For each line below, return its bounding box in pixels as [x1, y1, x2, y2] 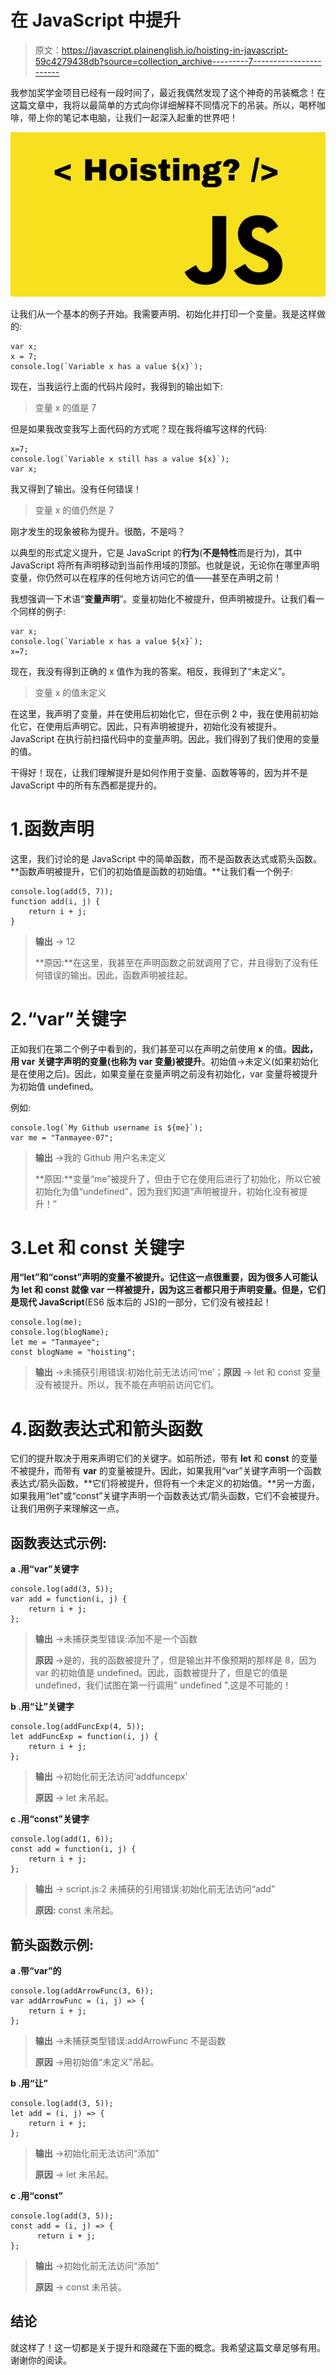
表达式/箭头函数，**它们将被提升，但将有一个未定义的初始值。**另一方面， [10, 1477, 321, 1490]
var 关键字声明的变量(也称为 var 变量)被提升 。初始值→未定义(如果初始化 [21, 1055, 319, 1067]
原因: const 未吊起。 [34, 1904, 119, 1916]
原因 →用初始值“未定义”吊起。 [34, 2056, 160, 2068]
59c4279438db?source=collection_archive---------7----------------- [34, 55, 322, 67]
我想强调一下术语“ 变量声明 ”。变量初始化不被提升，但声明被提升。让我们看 [10, 592, 317, 605]
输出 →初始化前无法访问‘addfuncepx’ [34, 1771, 188, 1783]
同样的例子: [18, 605, 67, 617]
